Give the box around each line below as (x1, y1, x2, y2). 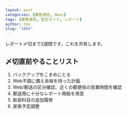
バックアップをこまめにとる (12, 71, 71, 78)
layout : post (5, 7, 33, 13)
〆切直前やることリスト (5, 57, 79, 66)
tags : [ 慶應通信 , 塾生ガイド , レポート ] (5, 17, 82, 22)
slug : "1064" (5, 26, 33, 31)
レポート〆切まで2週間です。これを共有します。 (5, 41, 105, 47)
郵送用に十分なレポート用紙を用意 (12, 90, 84, 96)
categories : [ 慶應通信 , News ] (5, 12, 66, 17)
